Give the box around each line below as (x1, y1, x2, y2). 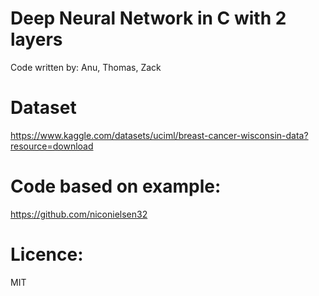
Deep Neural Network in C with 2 (10, 7, 287, 30)
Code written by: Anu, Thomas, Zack (10, 61, 162, 73)
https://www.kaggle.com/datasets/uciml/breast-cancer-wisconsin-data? (10, 129, 309, 141)
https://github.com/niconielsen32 (10, 208, 148, 220)
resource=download (10, 140, 94, 152)
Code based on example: (10, 175, 222, 198)
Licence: (10, 243, 84, 266)
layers (10, 28, 63, 51)
